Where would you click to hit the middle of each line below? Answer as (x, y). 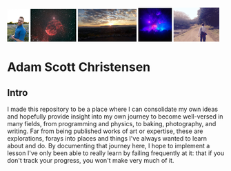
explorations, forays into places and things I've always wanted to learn (107, 139)
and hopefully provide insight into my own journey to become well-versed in (115, 117)
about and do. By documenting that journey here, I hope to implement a (109, 146)
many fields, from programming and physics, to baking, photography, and (112, 124)
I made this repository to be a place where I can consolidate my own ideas (113, 109)
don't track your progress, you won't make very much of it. (91, 161)
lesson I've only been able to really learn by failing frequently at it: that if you (116, 153)
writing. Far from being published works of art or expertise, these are (105, 131)
